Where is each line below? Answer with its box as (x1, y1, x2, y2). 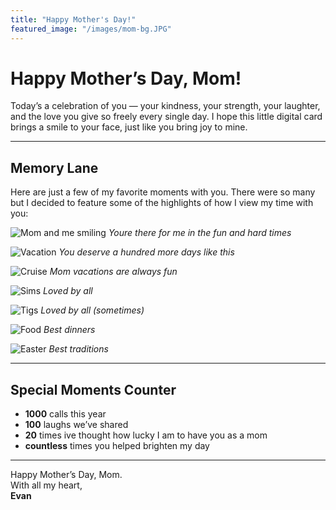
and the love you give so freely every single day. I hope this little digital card (10, 111, 323, 123)
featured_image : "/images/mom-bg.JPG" (10, 24, 172, 34)
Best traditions (48, 343, 109, 355)
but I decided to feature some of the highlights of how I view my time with (10, 197, 314, 209)
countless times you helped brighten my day (24, 440, 210, 452)
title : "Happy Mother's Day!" (10, 14, 137, 25)
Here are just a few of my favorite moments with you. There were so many (10, 186, 316, 198)
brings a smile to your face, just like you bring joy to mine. (10, 121, 248, 133)
